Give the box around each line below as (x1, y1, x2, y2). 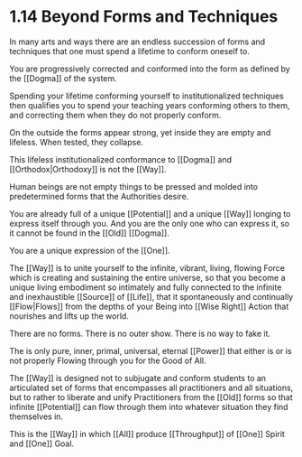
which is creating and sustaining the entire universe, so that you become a (9, 272, 286, 283)
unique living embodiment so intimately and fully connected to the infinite (9, 282, 282, 293)
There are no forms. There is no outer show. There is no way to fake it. (9, 328, 271, 339)
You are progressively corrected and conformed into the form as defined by (9, 63, 290, 74)
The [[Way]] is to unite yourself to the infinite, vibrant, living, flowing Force (9, 262, 286, 273)
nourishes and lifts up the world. (9, 310, 129, 322)
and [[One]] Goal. (9, 438, 75, 449)
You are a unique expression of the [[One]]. (9, 245, 170, 256)
